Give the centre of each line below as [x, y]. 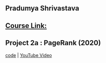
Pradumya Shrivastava [42, 8]
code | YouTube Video [29, 55]
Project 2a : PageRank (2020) [53, 43]
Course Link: [26, 26]
